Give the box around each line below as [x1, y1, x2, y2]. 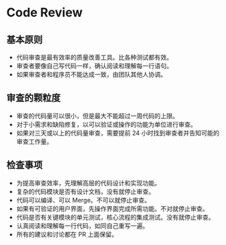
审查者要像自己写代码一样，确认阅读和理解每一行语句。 [16, 62, 173, 70]
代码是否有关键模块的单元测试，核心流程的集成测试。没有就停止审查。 [16, 213, 215, 221]
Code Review [6, 5, 83, 21]
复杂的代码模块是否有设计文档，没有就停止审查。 [16, 187, 155, 196]
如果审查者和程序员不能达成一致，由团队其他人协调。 [16, 70, 167, 78]
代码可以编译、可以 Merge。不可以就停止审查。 [16, 196, 151, 204]
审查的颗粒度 [6, 92, 61, 104]
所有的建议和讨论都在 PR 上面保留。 [16, 230, 118, 238]
